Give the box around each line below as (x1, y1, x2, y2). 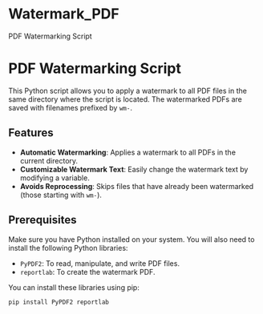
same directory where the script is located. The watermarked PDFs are (8, 94, 243, 104)
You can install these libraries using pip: (8, 282, 140, 292)
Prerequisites (8, 213, 77, 227)
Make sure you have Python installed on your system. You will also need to (8, 234, 255, 244)
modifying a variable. (19, 173, 90, 183)
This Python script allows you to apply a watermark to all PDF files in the (8, 86, 247, 95)
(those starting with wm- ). (19, 190, 103, 199)
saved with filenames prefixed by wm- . (8, 103, 132, 112)
